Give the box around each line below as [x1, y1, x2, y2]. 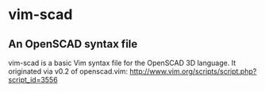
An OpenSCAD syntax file [8, 37, 138, 51]
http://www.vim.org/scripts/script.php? [129, 67, 257, 76]
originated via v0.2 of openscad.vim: [8, 67, 129, 76]
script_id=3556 [8, 75, 58, 84]
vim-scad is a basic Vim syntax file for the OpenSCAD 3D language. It [8, 58, 236, 67]
